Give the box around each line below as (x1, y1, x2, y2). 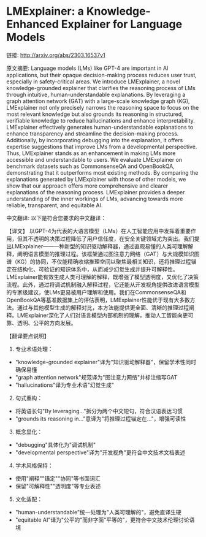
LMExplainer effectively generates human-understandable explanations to (6, 123, 194, 131)
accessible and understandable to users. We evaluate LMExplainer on (6, 156, 183, 163)
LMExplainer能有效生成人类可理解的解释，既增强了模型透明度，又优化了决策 (6, 273, 199, 280)
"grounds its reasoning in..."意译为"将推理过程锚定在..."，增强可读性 (15, 415, 186, 422)
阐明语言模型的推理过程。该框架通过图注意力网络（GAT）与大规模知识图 (17, 250, 200, 257)
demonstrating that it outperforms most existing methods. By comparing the (6, 169, 199, 176)
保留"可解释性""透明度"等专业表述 (15, 482, 101, 490)
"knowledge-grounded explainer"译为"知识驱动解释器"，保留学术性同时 (15, 358, 196, 365)
